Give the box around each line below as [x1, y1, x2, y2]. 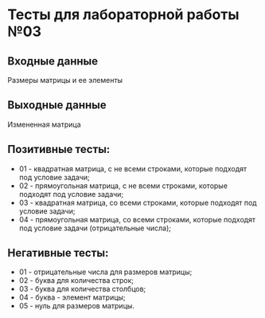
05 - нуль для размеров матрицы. [18, 301, 134, 311]
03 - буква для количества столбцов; [18, 285, 146, 294]
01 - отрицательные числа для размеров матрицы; [18, 267, 193, 277]
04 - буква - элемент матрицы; [18, 292, 126, 302]
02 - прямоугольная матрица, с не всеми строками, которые [18, 181, 228, 190]
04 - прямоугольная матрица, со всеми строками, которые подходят [18, 214, 256, 224]
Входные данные [7, 54, 99, 68]
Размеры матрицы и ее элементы [7, 76, 123, 84]
